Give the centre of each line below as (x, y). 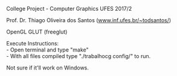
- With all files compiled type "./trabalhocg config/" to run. (79, 56)
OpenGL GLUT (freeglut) (37, 32)
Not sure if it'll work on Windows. (48, 68)
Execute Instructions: (33, 43)
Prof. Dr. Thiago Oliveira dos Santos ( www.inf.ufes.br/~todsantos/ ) (89, 20)
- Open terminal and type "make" (47, 50)
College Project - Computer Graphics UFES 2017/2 (69, 9)
